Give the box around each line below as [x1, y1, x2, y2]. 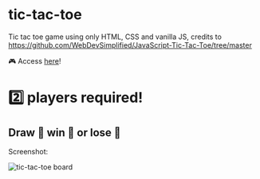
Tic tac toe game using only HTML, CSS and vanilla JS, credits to [8, 32, 222, 41]
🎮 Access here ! [8, 56, 61, 65]
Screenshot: [8, 146, 49, 156]
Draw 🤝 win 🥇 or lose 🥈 [8, 126, 121, 139]
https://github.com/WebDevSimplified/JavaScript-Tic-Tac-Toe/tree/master [8, 40, 253, 49]
